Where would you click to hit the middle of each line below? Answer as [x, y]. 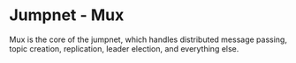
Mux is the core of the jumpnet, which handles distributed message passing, [148, 39]
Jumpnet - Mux [67, 15]
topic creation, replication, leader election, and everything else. [124, 48]
